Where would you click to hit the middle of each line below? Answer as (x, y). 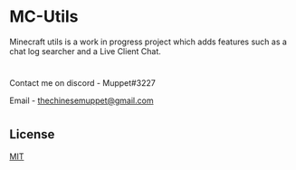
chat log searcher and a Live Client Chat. (85, 51)
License (32, 134)
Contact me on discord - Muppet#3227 (82, 83)
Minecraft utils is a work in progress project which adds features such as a (148, 42)
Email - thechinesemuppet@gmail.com (81, 100)
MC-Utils (44, 17)
